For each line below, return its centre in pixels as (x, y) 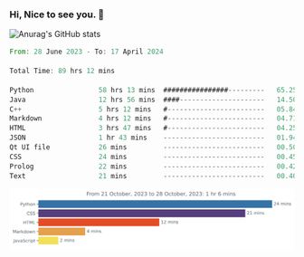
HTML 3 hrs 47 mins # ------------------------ (137, 128)
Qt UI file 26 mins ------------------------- (137, 148)
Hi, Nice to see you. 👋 (57, 14)
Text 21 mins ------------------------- (137, 176)
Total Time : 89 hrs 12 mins (62, 71)
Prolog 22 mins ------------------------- (137, 167)
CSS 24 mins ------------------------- (137, 157)
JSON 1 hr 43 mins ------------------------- (137, 138)
